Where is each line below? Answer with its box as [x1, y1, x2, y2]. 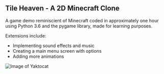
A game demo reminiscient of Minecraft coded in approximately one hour [5, 17, 159, 23]
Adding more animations [12, 53, 65, 59]
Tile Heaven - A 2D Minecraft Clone [5, 4, 120, 13]
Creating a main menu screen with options [12, 48, 102, 54]
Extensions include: [5, 32, 47, 39]
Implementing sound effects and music [12, 43, 95, 49]
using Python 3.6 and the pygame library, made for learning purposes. [5, 23, 153, 29]
